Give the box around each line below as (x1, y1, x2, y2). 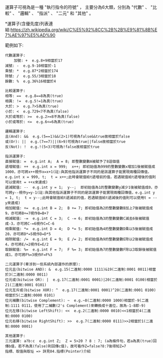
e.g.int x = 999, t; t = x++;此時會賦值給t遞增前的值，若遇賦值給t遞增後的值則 (5, 175, 156, 179)
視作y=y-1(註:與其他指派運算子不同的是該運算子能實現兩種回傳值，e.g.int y (18, 190, 155, 195)
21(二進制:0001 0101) (5, 282, 47, 287)
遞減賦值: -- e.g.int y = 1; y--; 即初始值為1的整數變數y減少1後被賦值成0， (5, 185, 155, 190)
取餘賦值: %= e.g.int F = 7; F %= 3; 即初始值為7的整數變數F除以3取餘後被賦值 (5, 247, 157, 252)
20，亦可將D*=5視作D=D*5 (5, 232, 51, 237)
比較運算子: (5, 88, 26, 93)
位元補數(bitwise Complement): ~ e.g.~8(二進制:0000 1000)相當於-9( (5, 298, 142, 303)
